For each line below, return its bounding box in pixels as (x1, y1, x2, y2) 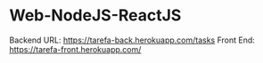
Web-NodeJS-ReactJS (9, 5, 182, 26)
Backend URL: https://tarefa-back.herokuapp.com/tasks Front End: (9, 35, 256, 45)
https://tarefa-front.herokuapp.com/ (9, 43, 142, 54)
